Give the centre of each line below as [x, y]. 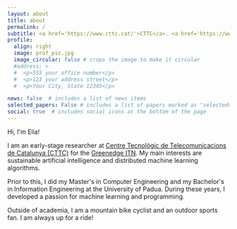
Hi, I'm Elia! [24, 132]
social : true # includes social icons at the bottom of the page [107, 112]
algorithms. [24, 168]
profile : [20, 40]
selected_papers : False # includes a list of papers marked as [102, 105]
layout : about [28, 14]
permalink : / [26, 27]
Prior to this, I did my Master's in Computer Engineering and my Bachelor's [116, 181]
